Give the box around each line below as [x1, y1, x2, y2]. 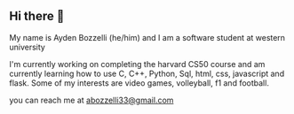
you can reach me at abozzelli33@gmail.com [9, 95, 174, 105]
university [9, 42, 46, 52]
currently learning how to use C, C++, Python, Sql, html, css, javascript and [9, 68, 285, 79]
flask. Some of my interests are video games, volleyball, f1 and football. [9, 77, 269, 88]
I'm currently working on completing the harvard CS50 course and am [9, 58, 266, 69]
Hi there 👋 [9, 9, 65, 24]
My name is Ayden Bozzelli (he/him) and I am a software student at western [9, 32, 286, 42]
